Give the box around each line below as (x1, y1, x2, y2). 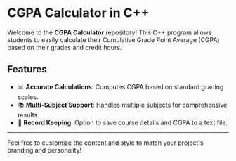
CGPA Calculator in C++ (7, 5, 150, 21)
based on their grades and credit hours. (7, 43, 122, 51)
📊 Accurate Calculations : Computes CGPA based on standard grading (17, 82, 224, 91)
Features (7, 63, 47, 75)
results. (17, 110, 40, 119)
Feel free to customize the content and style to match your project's (7, 139, 204, 147)
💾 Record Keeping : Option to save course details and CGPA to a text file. (17, 118, 228, 127)
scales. (17, 93, 39, 101)
